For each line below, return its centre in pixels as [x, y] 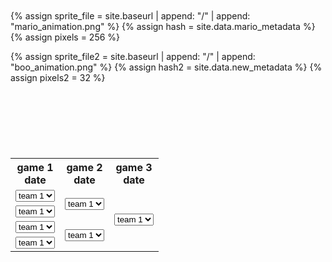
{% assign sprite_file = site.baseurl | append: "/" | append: [130, 16]
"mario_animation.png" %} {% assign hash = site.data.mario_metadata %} [163, 26]
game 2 [84, 167]
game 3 [134, 167]
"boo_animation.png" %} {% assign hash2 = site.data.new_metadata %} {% [166, 67]
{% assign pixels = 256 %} [65, 37]
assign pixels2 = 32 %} [58, 77]
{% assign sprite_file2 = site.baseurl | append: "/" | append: [133, 56]
